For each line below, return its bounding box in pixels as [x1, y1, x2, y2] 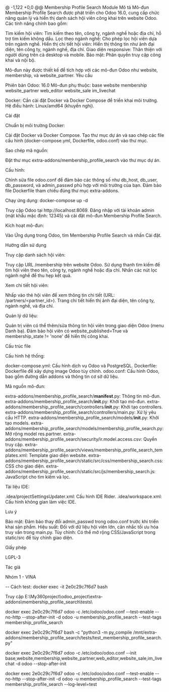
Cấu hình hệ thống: [5, 353, 45, 359]
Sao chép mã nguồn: [5, 147, 49, 153]
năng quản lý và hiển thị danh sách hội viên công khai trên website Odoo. [5, 15, 158, 21]
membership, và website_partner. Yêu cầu [5, 72, 93, 78]
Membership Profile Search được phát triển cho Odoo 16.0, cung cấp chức [5, 10, 160, 16]
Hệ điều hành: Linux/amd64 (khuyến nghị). [5, 103, 94, 108]
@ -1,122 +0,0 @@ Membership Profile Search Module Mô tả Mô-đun [5, 5, 149, 10]
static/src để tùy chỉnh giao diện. [5, 534, 74, 541]
